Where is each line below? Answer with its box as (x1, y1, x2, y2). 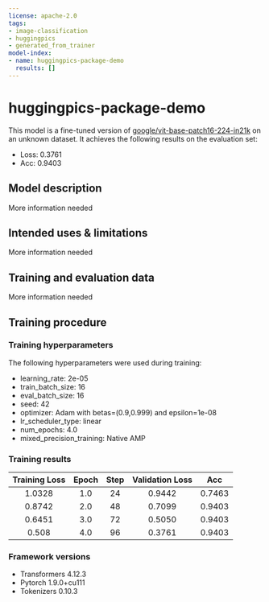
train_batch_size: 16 (19, 381, 86, 391)
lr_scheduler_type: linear (19, 416, 102, 426)
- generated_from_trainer (8, 42, 95, 50)
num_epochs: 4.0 (19, 424, 78, 435)
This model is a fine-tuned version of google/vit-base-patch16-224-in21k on (8, 126, 262, 135)
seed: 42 (19, 399, 50, 409)
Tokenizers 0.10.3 (19, 587, 78, 596)
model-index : (8, 49, 52, 57)
